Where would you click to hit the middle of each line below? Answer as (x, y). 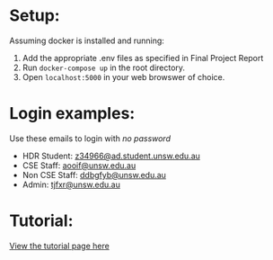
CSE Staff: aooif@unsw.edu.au (79, 165)
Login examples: (72, 114)
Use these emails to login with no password (90, 138)
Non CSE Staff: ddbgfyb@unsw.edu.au (94, 175)
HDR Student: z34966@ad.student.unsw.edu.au (111, 156)
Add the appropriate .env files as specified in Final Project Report (143, 58)
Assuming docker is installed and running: (87, 40)
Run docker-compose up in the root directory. (104, 67)
